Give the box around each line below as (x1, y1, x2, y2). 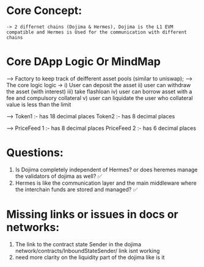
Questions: (6, 146, 64, 160)
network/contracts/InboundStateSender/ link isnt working (15, 247, 160, 254)
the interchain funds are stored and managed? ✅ (15, 185, 138, 193)
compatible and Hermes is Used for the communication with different (6, 29, 188, 35)
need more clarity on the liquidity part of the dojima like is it (15, 254, 165, 261)
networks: (6, 221, 60, 234)
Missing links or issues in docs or (6, 208, 178, 221)
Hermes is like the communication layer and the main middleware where (15, 179, 197, 187)
